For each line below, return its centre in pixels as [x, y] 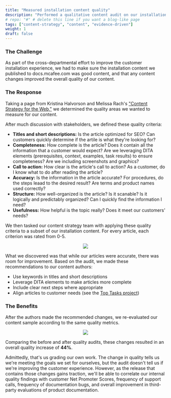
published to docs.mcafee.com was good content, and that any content [80, 74]
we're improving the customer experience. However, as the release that [80, 368]
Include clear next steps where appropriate [58, 287]
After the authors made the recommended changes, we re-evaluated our [81, 317]
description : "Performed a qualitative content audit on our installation [86, 15]
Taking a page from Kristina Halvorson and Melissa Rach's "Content [76, 103]
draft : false [19, 34]
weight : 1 [16, 29]
